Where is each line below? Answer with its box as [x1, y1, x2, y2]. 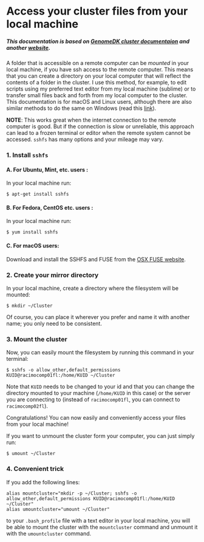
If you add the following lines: [6, 478, 80, 485]
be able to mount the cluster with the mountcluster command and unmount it [6, 523, 198, 530]
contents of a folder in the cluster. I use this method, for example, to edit [6, 79, 187, 86]
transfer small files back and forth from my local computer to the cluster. [6, 92, 188, 99]
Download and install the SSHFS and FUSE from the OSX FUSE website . [6, 255, 186, 262]
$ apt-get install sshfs [6, 191, 69, 197]
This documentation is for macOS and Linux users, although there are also [6, 98, 192, 106]
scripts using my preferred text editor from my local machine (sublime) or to [6, 85, 196, 92]
